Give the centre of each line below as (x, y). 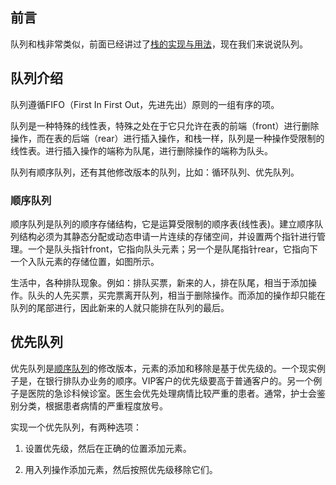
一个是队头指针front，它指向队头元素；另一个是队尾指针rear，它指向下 (172, 249)
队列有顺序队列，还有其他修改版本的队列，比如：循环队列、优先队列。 (155, 172)
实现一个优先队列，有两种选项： (76, 427)
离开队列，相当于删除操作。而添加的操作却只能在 (224, 295)
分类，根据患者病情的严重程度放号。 (93, 405)
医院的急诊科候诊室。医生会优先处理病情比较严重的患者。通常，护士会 (172, 393)
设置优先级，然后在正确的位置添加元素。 (108, 448)
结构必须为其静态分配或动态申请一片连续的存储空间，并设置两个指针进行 (167, 236)
